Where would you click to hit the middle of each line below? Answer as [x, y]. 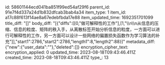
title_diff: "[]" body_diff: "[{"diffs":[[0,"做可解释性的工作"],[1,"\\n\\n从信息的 [80, 23]
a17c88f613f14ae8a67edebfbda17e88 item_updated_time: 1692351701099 [79, 17]
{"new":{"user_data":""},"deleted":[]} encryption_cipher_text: [67, 47]
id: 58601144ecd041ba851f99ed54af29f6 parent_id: [58, 7]
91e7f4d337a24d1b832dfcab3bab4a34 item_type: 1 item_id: [66, 12]
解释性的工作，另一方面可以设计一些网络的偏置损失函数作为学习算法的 [84, 35]
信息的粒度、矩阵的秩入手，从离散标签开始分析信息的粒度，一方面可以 [84, 29]
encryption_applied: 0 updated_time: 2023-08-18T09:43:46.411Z [70, 52]
